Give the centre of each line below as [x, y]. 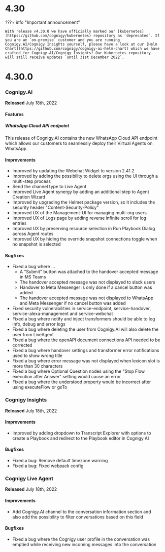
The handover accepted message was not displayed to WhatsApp [86, 298]
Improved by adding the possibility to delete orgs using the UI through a [85, 176]
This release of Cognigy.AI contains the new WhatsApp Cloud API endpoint [81, 138]
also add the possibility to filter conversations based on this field [78, 517]
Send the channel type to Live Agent [49, 187]
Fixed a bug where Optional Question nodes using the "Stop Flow [79, 371]
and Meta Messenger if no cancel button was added [73, 303]
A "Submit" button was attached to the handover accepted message [89, 272]
